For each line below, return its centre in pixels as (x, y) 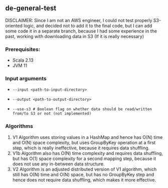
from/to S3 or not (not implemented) (52, 114)
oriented (14, 26)
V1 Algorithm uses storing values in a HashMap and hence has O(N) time (88, 137)
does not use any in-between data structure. (58, 164)
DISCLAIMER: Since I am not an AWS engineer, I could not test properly (79, 20)
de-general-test (31, 8)
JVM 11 (20, 66)
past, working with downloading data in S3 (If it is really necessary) (75, 36)
